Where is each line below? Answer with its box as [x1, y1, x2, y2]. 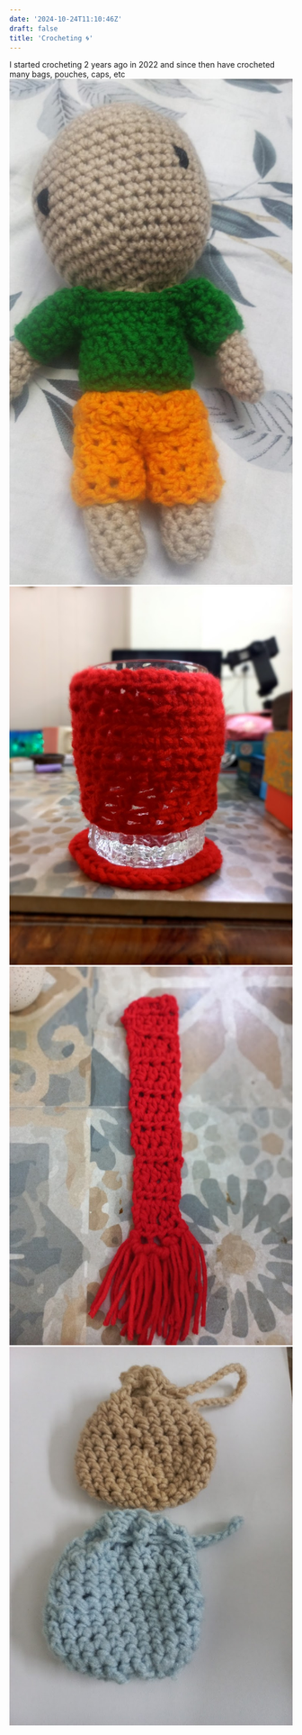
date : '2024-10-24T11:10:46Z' [9, 14, 123, 23]
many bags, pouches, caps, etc [9, 68, 126, 80]
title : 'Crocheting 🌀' [9, 33, 93, 42]
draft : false [9, 23, 58, 33]
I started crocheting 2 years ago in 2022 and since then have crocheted [9, 59, 276, 70]
